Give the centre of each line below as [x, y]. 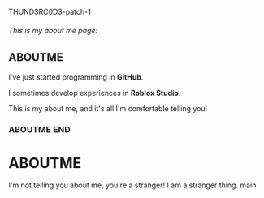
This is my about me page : [53, 30]
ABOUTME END [39, 129]
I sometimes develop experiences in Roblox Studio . [95, 93]
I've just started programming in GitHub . [76, 77]
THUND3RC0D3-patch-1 [50, 12]
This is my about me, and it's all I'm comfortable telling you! [108, 108]
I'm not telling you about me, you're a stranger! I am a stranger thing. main [132, 185]
